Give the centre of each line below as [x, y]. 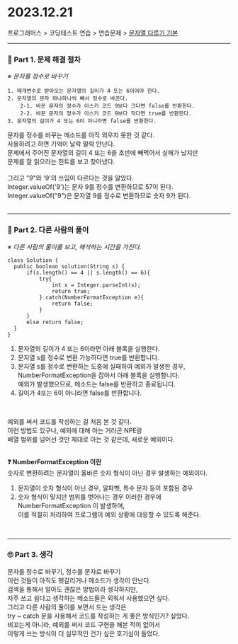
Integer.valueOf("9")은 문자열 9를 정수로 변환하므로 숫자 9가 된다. [99, 196]
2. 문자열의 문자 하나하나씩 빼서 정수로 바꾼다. [68, 99]
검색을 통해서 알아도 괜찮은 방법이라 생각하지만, [73, 589]
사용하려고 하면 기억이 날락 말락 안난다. [61, 144]
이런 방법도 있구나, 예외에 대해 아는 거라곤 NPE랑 [75, 430]
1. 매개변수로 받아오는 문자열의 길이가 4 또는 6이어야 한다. [84, 91]
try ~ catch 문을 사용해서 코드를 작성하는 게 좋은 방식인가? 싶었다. [98, 616]
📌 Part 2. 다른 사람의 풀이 [48, 230]
